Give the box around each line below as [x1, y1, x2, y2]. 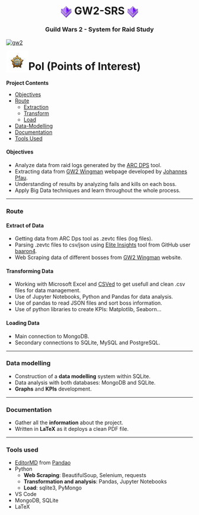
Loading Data [6, 319, 40, 327]
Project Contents [6, 79, 49, 87]
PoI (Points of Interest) [28, 60, 141, 73]
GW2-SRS [74, 4, 125, 18]
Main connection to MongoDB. [14, 332, 89, 340]
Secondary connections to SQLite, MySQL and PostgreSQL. [14, 339, 161, 346]
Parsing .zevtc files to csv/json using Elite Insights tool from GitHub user [14, 241, 191, 248]
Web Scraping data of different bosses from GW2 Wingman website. [14, 254, 182, 261]
